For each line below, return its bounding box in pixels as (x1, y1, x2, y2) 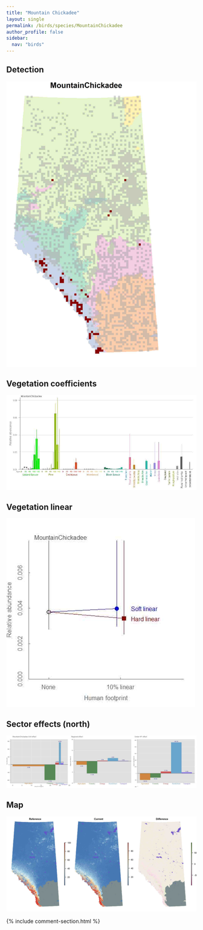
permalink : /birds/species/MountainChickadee (6, 22, 123, 28)
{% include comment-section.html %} (6, 917, 101, 925)
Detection (6, 65, 44, 75)
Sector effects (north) (6, 719, 91, 729)
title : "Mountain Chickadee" (6, 10, 80, 16)
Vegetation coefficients (6, 378, 97, 389)
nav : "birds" (11, 42, 45, 48)
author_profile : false (6, 29, 63, 35)
